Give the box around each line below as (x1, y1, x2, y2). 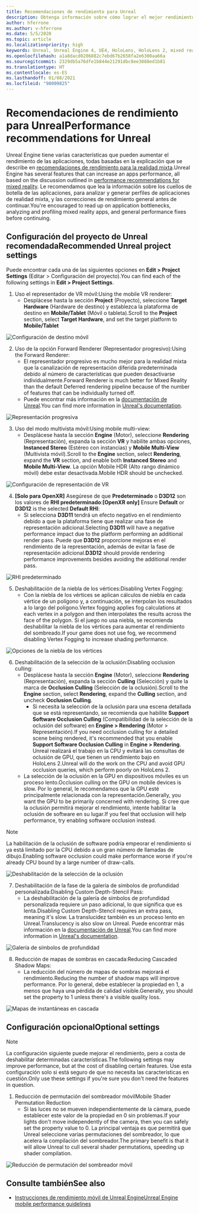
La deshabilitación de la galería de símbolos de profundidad (23, 894, 170, 902)
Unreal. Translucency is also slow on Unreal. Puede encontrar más (23, 920, 185, 927)
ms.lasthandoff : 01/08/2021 (6, 75, 76, 81)
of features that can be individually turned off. (23, 389, 136, 396)
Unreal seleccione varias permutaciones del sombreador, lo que (23, 1130, 180, 1137)
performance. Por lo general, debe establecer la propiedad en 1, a (23, 980, 184, 988)
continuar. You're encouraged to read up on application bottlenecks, (6, 202, 171, 209)
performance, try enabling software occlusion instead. (23, 817, 156, 824)
